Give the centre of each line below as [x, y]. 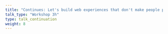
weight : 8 [15, 24]
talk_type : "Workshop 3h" [32, 14]
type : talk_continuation [31, 19]
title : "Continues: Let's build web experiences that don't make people [82, 10]
